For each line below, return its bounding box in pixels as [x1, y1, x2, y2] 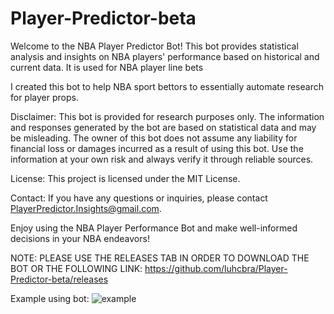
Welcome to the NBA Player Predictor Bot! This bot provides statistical [10, 40, 299, 52]
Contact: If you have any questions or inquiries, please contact [10, 192, 268, 204]
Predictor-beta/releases [10, 273, 109, 285]
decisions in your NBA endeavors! [10, 232, 150, 244]
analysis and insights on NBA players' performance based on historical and [10, 50, 320, 62]
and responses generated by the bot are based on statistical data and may [10, 121, 317, 133]
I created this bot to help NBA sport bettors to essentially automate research [10, 80, 324, 92]
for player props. [10, 91, 79, 103]
